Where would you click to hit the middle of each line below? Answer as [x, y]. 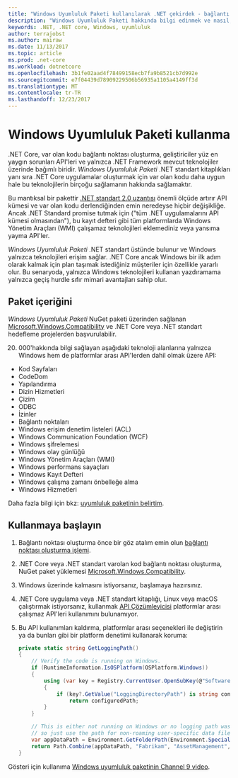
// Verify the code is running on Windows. [96, 661]
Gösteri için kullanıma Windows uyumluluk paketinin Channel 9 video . [109, 767]
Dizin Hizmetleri [41, 391]
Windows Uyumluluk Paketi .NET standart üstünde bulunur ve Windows [112, 249]
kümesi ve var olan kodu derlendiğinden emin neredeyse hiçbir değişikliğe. [117, 205]
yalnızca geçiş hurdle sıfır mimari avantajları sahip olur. [88, 279]
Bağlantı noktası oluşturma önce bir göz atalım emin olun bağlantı [113, 542]
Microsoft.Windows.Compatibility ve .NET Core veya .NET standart [105, 326]
